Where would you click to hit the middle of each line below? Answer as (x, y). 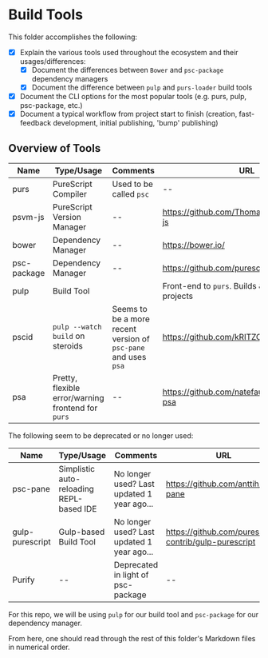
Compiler (70, 194)
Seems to (130, 309)
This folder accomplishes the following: (73, 37)
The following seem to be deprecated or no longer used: (101, 436)
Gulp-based (82, 532)
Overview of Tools (55, 148)
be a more (131, 319)
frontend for (75, 408)
